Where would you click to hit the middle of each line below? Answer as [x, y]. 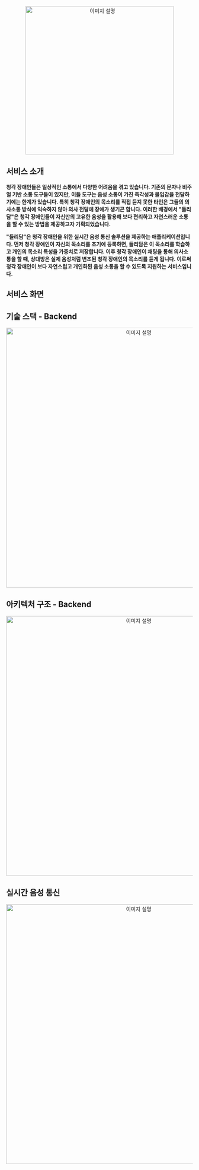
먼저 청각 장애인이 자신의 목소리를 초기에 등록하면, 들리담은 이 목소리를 [94, 244]
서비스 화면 [25, 294]
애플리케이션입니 [171, 236]
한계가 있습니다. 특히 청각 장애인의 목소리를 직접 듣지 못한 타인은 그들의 [102, 202]
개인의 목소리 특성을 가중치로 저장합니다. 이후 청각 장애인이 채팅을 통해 [92, 251]
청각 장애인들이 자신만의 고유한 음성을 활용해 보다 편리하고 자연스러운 [99, 217]
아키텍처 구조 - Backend [49, 605]
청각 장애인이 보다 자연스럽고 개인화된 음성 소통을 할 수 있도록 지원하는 [86, 266]
